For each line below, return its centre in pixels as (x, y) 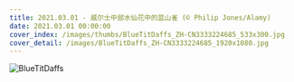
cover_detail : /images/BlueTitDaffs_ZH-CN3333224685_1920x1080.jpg (139, 43)
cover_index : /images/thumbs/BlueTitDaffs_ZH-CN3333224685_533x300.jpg (147, 34)
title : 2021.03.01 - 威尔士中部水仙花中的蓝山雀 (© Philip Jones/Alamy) (140, 18)
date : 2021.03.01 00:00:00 (60, 26)
